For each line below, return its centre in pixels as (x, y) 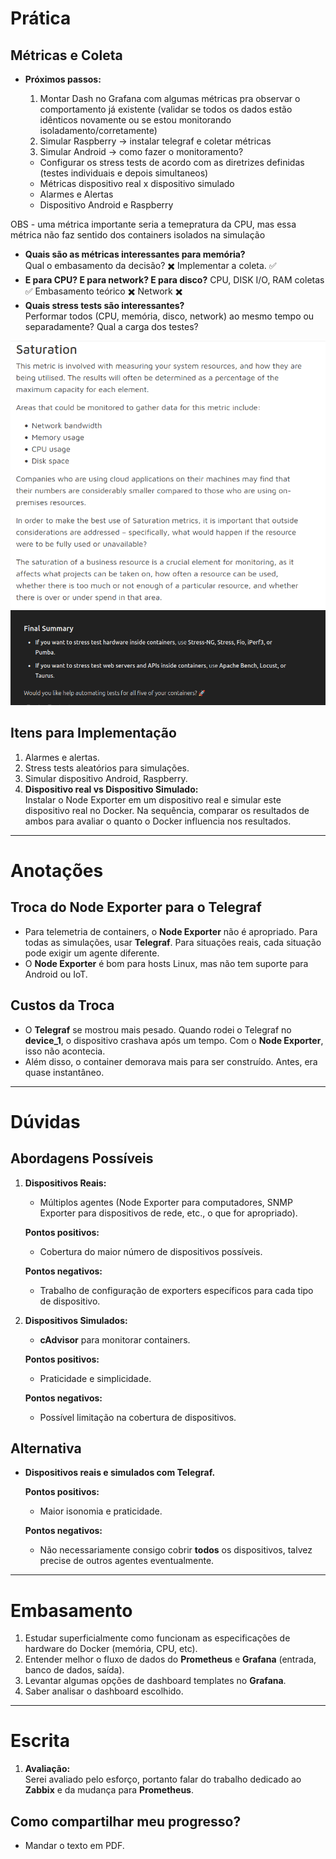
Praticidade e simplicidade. (95, 1378)
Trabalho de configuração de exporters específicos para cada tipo (176, 1290)
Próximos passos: (63, 79)
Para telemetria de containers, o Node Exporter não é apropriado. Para (171, 931)
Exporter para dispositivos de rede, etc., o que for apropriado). (168, 1213)
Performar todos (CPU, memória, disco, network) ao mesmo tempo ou (169, 316)
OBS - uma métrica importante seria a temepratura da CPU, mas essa (153, 224)
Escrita (40, 1741)
